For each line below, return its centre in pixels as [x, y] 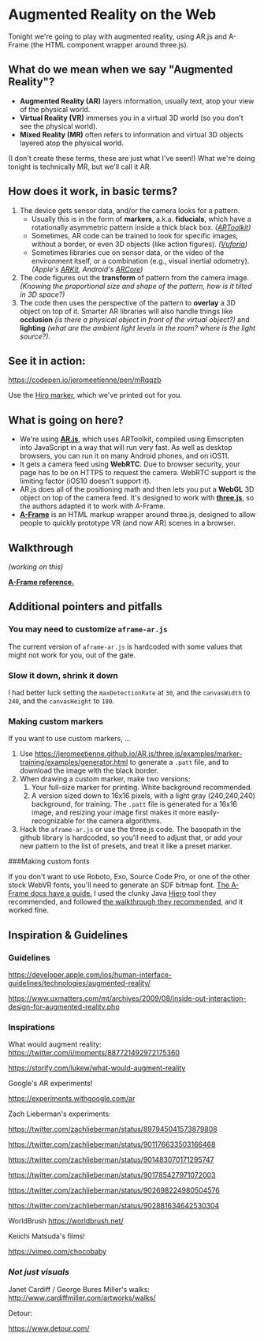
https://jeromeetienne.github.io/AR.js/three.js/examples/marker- [138, 754]
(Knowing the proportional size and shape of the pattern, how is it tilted [136, 286]
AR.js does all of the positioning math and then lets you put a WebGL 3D [137, 489]
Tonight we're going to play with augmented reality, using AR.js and [117, 36]
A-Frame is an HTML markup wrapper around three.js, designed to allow [138, 515]
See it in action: [47, 361]
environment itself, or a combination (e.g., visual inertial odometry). [140, 260]
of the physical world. [55, 109]
